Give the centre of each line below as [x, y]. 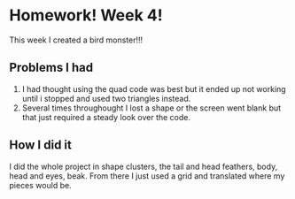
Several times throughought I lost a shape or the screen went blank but [151, 108]
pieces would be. [41, 185]
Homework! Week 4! [86, 15]
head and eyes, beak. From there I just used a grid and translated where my [147, 176]
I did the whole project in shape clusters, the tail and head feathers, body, [144, 166]
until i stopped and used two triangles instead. [106, 98]
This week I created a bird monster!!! [76, 40]
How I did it [41, 145]
